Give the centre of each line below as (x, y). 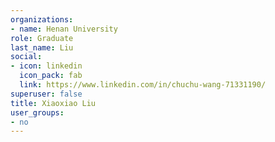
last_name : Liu (42, 47)
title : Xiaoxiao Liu (53, 103)
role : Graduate (42, 38)
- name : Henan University (64, 29)
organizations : (42, 19)
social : (26, 57)
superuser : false (46, 94)
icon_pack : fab (51, 76)
